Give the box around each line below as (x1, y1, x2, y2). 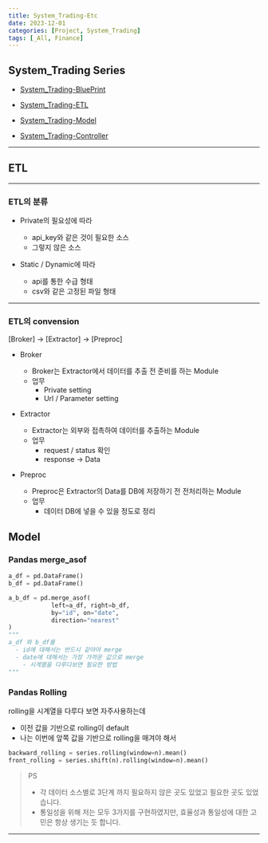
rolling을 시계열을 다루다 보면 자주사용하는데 (8, 706, 146, 715)
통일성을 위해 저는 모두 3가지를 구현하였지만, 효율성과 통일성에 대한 (39, 807, 249, 817)
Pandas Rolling (8, 687, 68, 698)
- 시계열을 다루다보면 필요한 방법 (22, 660, 117, 668)
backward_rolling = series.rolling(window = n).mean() (8, 749, 187, 757)
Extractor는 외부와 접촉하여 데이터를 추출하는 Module (31, 426, 199, 435)
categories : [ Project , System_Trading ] (8, 26, 141, 34)
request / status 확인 (43, 446, 111, 455)
